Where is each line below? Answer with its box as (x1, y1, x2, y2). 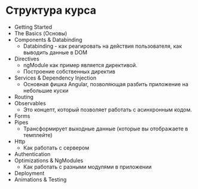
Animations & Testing (14, 176, 67, 183)
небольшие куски (23, 87, 69, 94)
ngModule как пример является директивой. (23, 61, 138, 69)
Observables (14, 99, 46, 106)
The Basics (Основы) (14, 29, 68, 36)
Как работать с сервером (23, 144, 90, 151)
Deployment (14, 169, 45, 176)
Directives (14, 55, 39, 62)
